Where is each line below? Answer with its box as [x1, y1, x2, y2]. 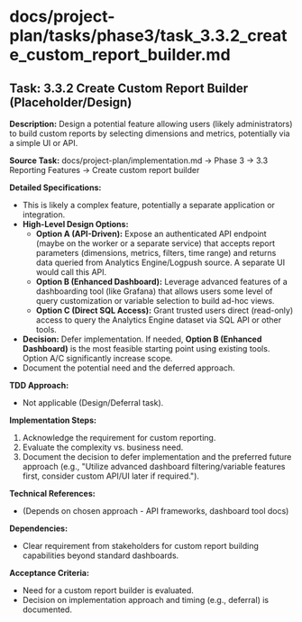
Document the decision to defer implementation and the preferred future [22, 452, 292, 462]
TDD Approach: [9, 380, 69, 390]
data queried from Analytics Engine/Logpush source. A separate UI [35, 257, 286, 268]
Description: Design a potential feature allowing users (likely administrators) [9, 119, 293, 129]
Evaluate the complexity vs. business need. [22, 442, 184, 453]
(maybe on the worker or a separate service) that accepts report [35, 238, 275, 249]
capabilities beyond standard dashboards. [22, 550, 179, 561]
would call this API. [35, 267, 107, 277]
